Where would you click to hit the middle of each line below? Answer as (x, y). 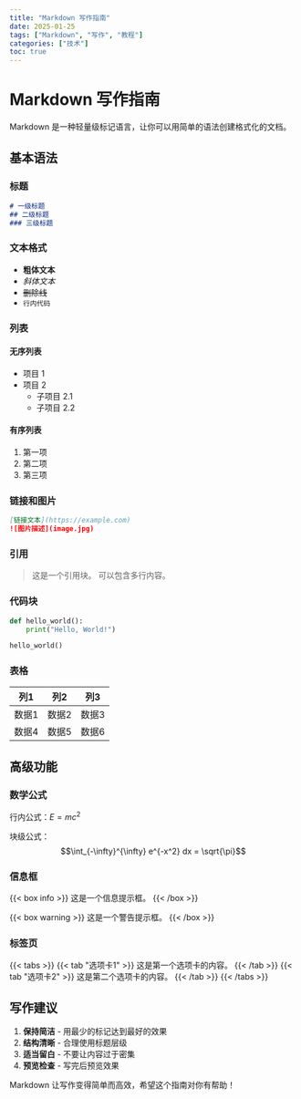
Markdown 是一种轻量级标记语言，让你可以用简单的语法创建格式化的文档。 (150, 127)
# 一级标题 (27, 206)
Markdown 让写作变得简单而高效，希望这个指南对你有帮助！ (122, 1085)
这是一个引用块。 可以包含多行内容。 (101, 575)
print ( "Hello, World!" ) (71, 629)
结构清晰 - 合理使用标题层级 (75, 1043)
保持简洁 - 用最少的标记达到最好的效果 (95, 1032)
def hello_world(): (47, 621)
